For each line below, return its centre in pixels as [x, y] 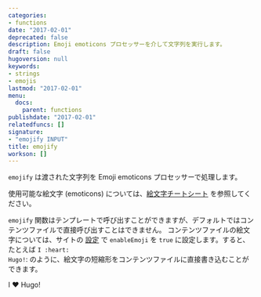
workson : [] [27, 154]
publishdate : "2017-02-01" [52, 118]
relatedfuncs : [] [36, 125]
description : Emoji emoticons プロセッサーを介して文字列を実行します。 [117, 45]
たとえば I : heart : [39, 250]
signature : [26, 132]
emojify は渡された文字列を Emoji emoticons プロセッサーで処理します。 [125, 177]
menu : [17, 96]
